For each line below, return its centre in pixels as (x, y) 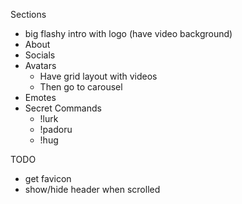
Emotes (40, 97)
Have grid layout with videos (98, 76)
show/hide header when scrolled (92, 189)
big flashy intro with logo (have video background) (128, 33)
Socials (40, 55)
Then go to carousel (81, 87)
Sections (28, 14)
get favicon (48, 178)
